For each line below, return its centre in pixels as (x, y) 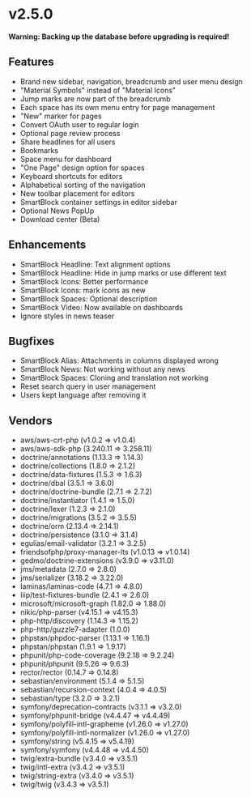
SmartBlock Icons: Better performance (84, 281)
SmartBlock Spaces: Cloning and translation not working (114, 378)
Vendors (30, 421)
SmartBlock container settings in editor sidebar (99, 202)
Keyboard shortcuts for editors (71, 176)
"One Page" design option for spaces (82, 168)
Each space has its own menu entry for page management (117, 107)
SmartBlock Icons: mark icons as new (83, 290)
